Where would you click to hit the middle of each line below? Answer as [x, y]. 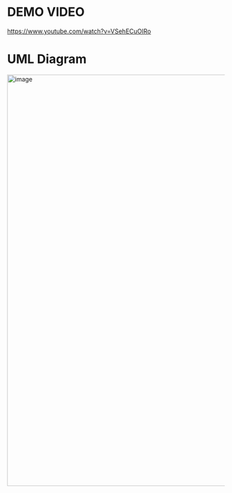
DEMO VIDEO [46, 12]
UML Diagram [47, 59]
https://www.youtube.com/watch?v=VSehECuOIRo [79, 31]
